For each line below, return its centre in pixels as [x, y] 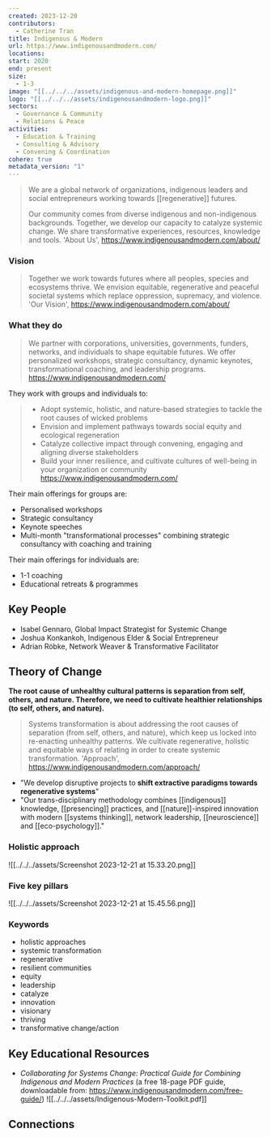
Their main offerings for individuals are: [74, 560]
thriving [33, 1019]
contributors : [32, 24]
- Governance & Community [59, 114]
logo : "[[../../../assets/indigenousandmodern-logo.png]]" [110, 99]
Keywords [29, 924]
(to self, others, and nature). [57, 708]
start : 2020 [28, 62]
